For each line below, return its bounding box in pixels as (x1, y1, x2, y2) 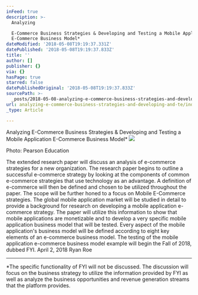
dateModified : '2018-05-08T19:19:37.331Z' (6, 41, 112, 47)
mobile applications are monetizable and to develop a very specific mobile (6, 215, 187, 222)
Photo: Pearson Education (6, 147, 70, 154)
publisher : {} (6, 63, 41, 69)
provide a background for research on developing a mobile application (6, 202, 177, 209)
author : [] (6, 57, 33, 64)
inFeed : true (6, 8, 38, 15)
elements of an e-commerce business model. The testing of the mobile (6, 234, 179, 241)
